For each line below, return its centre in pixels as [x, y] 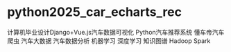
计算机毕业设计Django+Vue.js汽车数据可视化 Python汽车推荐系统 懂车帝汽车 [116, 32]
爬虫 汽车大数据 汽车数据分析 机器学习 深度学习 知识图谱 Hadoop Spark [109, 41]
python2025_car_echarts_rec [95, 12]
